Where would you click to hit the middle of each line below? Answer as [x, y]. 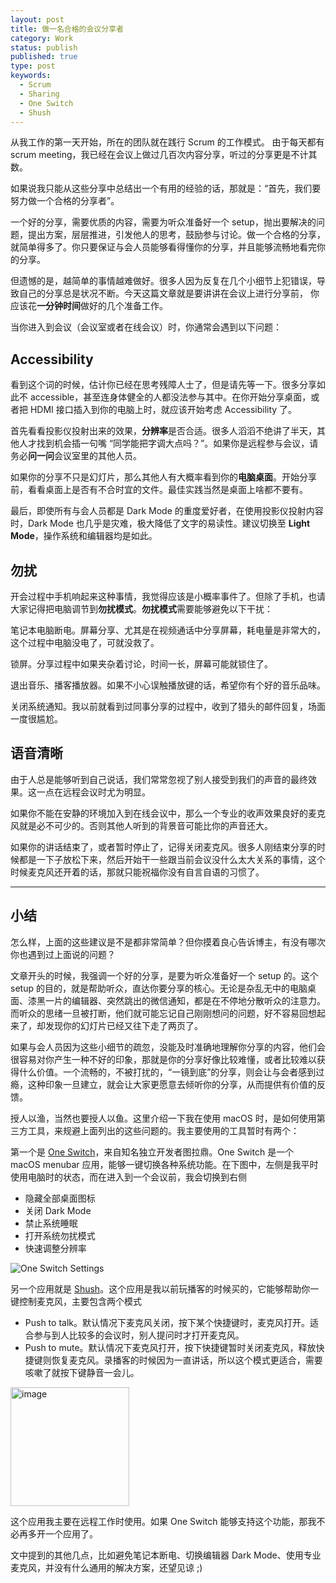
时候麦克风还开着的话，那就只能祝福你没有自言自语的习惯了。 [137, 872]
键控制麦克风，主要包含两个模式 [76, 1301]
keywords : [31, 76]
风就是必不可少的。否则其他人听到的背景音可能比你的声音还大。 [141, 825]
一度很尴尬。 [36, 719]
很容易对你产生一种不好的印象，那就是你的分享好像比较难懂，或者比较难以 [163, 1059]
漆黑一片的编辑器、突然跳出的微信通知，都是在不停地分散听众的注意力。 [176, 1000]
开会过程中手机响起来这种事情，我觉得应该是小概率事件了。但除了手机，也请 [168, 596]
